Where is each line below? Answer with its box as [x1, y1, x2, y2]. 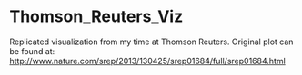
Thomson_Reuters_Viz [9, 6, 184, 27]
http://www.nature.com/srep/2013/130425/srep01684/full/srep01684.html [9, 55, 287, 66]
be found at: [9, 45, 55, 56]
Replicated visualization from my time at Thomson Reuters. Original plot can [9, 36, 294, 47]
